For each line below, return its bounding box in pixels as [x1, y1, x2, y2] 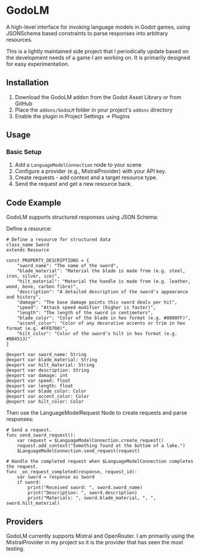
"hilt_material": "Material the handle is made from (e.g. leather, [17, 278, 191, 284]
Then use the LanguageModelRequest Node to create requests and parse [6, 409, 187, 416]
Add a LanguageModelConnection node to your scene [14, 161, 142, 168]
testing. [6, 545, 25, 553]
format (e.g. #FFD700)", [6, 326, 68, 332]
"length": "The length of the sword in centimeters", [17, 310, 153, 316]
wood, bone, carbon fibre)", [6, 284, 79, 290]
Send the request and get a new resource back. [14, 180, 133, 188]
